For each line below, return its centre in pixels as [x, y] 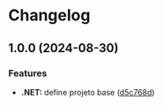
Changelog [49, 15]
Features [28, 73]
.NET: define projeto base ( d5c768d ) [88, 92]
